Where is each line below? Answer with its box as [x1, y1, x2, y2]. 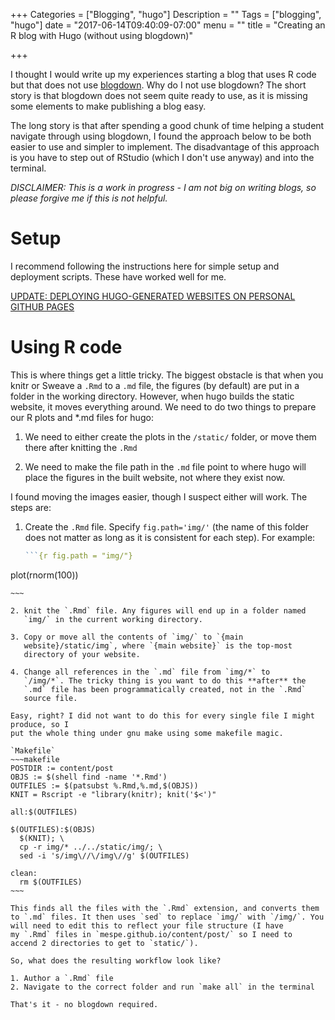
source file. [23, 693, 78, 703]
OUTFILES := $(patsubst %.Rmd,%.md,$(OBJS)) [10, 780, 199, 791]
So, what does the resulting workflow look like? [10, 955, 222, 966]
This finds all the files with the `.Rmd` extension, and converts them [10, 903, 320, 913]
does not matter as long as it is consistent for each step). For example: [24, 531, 316, 543]
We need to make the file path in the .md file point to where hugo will [24, 460, 307, 473]
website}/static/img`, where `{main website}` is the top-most [23, 640, 293, 651]
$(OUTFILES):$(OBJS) [10, 824, 97, 834]
